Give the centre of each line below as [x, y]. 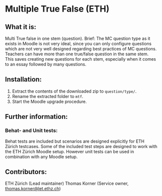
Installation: [24, 79]
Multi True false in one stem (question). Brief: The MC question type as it [78, 38]
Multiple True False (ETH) [57, 9]
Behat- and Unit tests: [32, 131]
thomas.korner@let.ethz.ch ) [33, 189]
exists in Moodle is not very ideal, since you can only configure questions [78, 44]
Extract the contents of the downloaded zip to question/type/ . [74, 91]
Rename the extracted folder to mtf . [48, 96]
